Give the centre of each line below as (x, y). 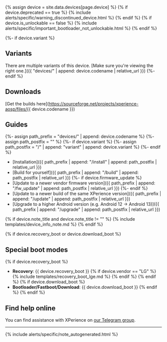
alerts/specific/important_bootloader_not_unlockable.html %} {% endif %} (81, 28)
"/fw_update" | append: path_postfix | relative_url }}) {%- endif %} (80, 188)
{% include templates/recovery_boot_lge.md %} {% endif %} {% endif (84, 277)
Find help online (30, 308)
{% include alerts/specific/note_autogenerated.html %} (62, 335)
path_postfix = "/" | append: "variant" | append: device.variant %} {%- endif (83, 147)
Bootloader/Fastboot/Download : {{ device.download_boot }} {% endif (85, 287)
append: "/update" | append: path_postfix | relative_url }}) (71, 199)
